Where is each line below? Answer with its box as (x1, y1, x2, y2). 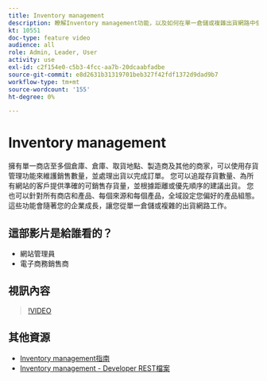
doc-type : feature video (8, 33, 91, 42)
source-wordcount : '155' (8, 85, 91, 94)
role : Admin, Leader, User (8, 48, 98, 56)
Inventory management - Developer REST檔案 (19, 363, 171, 373)
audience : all (8, 41, 56, 49)
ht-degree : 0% (8, 93, 56, 101)
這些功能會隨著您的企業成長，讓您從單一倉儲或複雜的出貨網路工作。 (8, 201, 231, 210)
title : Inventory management (8, 11, 105, 20)
